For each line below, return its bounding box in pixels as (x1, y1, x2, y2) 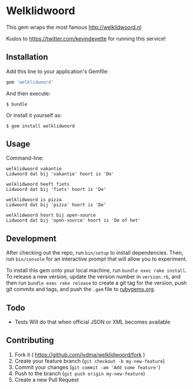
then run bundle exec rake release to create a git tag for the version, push (6, 279, 187, 286)
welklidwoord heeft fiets (6, 182, 69, 187)
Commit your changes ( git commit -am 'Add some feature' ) (14, 364, 161, 371)
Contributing (6, 335, 54, 345)
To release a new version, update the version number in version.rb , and (6, 273, 181, 281)
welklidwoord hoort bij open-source (6, 212, 96, 219)
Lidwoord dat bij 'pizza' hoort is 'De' (6, 202, 107, 208)
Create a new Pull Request (14, 376, 79, 383)
